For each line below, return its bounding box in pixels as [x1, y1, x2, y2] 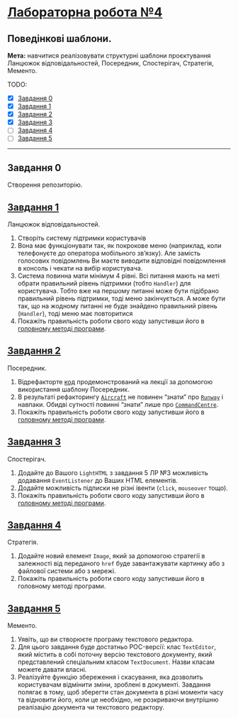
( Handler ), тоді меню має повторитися [17, 310, 133, 317]
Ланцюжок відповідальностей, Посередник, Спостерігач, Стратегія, [7, 59, 214, 67]
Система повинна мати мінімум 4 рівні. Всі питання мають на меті [17, 271, 220, 280]
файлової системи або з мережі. [17, 567, 116, 575]
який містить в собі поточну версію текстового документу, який [17, 651, 212, 659]
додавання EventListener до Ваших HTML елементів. [17, 476, 178, 484]
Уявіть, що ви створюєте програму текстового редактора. [17, 635, 194, 643]
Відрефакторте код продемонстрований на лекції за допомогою [17, 377, 213, 386]
